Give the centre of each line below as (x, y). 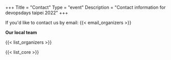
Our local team (21, 32)
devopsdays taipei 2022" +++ (37, 13)
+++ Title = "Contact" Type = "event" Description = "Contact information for (86, 7)
